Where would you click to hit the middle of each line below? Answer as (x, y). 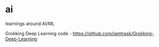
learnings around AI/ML (30, 24)
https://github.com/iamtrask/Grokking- (113, 33)
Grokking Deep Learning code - (38, 33)
